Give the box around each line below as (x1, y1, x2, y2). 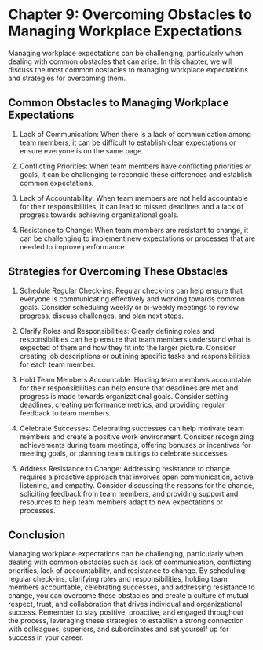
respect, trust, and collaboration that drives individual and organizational (8, 600, 243, 609)
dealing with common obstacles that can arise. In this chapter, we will (8, 57, 233, 66)
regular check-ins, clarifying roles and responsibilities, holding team (8, 574, 228, 584)
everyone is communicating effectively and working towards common (19, 294, 246, 304)
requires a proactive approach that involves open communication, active (19, 472, 254, 482)
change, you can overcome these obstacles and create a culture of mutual (8, 591, 249, 600)
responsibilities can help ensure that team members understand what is (19, 334, 251, 344)
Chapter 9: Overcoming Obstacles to (8, 6, 253, 24)
